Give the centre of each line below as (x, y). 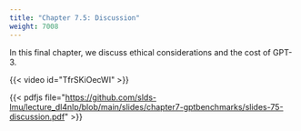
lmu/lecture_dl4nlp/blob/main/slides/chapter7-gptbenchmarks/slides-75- (146, 106)
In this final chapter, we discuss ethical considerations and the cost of (140, 52)
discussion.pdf (37, 116)
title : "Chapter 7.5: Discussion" (75, 18)
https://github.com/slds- (111, 97)
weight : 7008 (34, 26)
